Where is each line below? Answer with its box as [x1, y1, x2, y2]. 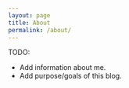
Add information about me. [19, 63, 106, 72]
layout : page [8, 11, 51, 20]
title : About [8, 19, 51, 27]
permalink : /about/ [8, 26, 72, 34]
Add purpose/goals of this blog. [19, 71, 123, 81]
